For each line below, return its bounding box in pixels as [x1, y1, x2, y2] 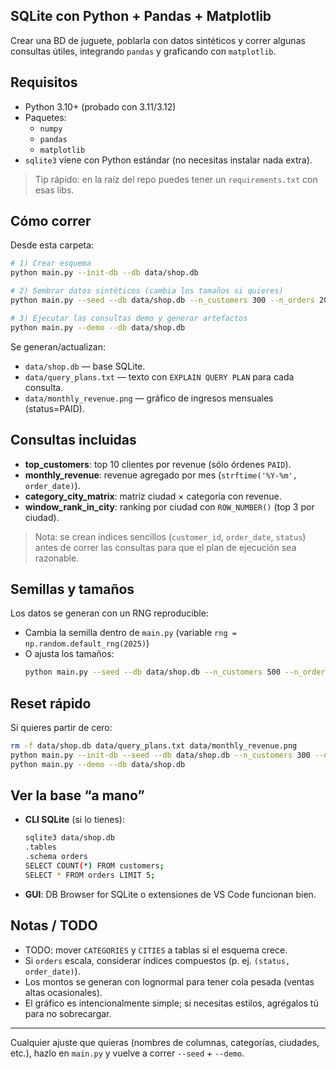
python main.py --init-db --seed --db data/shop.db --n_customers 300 [10, 750, 311, 760]
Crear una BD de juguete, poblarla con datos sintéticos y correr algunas [10, 34, 306, 46]
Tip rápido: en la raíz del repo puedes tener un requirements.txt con [34, 173, 318, 185]
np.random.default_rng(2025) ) [24, 637, 150, 649]
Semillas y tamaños [10, 580, 135, 598]
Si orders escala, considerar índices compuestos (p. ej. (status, [24, 954, 291, 966]
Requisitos [10, 74, 78, 91]
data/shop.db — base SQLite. [24, 360, 146, 372]
